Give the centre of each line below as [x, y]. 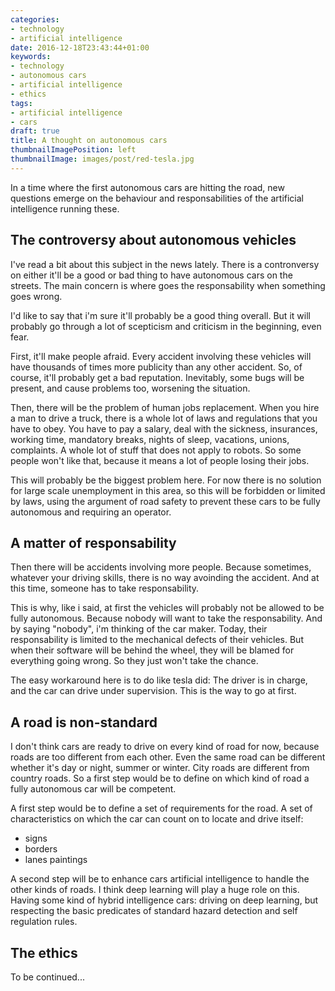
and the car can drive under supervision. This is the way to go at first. [153, 691]
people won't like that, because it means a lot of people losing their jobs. [160, 460]
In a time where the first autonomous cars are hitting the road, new [147, 187]
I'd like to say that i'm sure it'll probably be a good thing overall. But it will [160, 315]
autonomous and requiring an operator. [91, 512]
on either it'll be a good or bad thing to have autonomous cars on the [151, 275]
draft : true [35, 131]
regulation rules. [44, 922]
